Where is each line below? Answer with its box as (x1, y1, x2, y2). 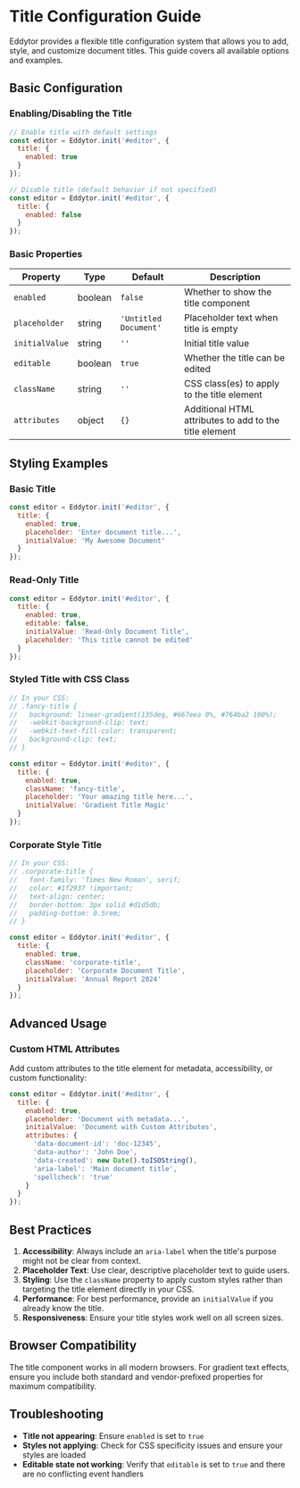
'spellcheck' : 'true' (32, 1172, 114, 1182)
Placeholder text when (184, 312, 279, 324)
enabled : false (25, 210, 82, 220)
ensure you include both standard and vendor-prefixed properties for (9, 1371, 263, 1382)
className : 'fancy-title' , (25, 784, 126, 794)
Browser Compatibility (9, 1338, 137, 1353)
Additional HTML (184, 403, 254, 416)
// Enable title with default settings (9, 128, 158, 137)
